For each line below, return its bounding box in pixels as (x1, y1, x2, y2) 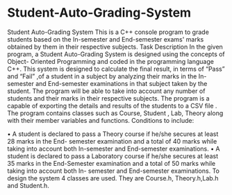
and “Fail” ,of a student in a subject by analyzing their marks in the (7, 71, 197, 80)
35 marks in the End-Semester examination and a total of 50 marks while (7, 159, 216, 167)
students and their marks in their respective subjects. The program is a (7, 94, 210, 102)
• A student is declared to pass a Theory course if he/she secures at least (7, 130, 219, 138)
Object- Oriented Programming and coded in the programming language (7, 57, 214, 65)
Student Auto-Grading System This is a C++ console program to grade (7, 28, 210, 36)
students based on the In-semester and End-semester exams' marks (7, 35, 204, 43)
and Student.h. (7, 181, 50, 189)
